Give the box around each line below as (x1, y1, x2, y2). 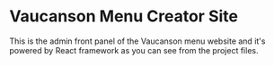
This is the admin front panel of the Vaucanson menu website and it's (9, 36, 266, 46)
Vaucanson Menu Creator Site (9, 6, 238, 27)
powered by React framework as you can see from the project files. (9, 45, 259, 55)
